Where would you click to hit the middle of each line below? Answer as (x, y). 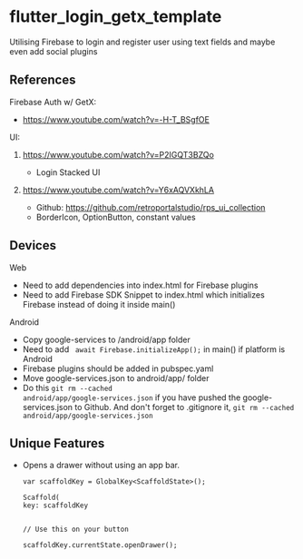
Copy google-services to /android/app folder (106, 339)
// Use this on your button (75, 530)
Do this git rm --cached (68, 387)
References (43, 80)
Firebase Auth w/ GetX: (53, 102)
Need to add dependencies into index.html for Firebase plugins (140, 285)
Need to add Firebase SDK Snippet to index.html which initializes (143, 294)
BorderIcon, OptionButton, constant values (116, 217)
